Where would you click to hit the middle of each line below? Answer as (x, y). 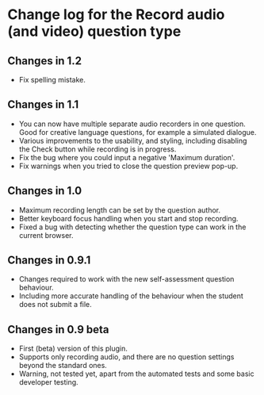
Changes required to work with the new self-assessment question (126, 279)
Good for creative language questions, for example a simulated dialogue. (138, 132)
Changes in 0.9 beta (58, 330)
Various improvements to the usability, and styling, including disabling (133, 140)
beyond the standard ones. (63, 366)
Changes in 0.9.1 (49, 261)
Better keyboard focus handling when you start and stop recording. (128, 218)
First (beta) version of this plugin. (73, 349)
